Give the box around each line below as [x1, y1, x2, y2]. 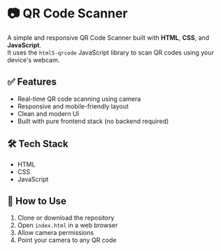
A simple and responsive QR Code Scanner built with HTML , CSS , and [7, 33, 210, 42]
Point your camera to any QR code [17, 236, 117, 245]
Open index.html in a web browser [17, 221, 118, 229]
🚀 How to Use [7, 195, 66, 207]
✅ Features [7, 76, 57, 88]
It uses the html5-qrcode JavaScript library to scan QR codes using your [7, 48, 215, 57]
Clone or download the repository [17, 214, 115, 222]
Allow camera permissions [17, 229, 94, 237]
